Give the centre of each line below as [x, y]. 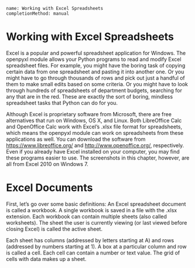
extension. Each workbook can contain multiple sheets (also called [86, 216]
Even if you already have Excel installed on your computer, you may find [93, 151]
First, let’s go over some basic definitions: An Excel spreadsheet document [96, 204]
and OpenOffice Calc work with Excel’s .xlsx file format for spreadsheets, [94, 127]
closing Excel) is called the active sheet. [54, 229]
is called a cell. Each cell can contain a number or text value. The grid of [93, 253]
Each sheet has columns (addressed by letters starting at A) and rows [90, 240]
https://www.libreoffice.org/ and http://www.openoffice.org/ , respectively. [95, 145]
